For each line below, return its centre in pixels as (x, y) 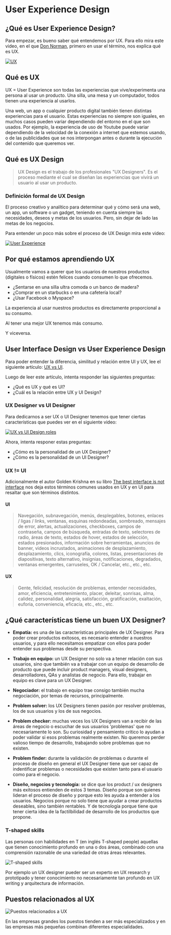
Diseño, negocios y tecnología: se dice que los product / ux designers (87, 784)
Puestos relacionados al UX (50, 899)
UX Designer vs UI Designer (40, 406)
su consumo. (19, 313)
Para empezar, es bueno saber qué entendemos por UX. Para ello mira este (85, 40)
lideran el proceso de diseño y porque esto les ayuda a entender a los (86, 795)
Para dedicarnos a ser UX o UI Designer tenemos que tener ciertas (76, 416)
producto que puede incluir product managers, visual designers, (80, 670)
